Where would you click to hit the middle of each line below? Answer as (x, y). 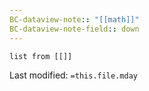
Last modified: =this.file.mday (73, 75)
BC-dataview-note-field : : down (74, 29)
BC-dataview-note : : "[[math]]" (74, 19)
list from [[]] (41, 56)
